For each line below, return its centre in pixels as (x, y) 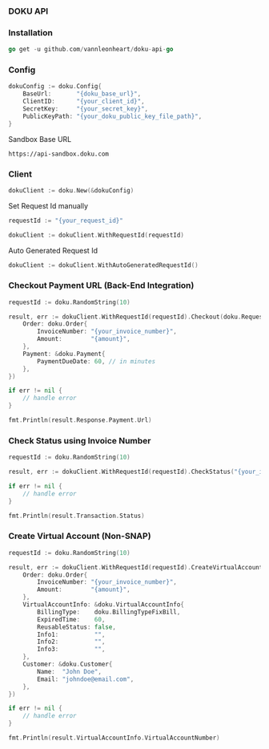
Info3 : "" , (71, 650)
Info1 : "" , (71, 634)
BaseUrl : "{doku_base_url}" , (82, 94)
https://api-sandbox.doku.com (59, 154)
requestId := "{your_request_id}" (66, 221)
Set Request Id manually (48, 205)
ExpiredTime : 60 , (71, 619)
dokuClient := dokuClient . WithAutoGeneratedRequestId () (103, 265)
